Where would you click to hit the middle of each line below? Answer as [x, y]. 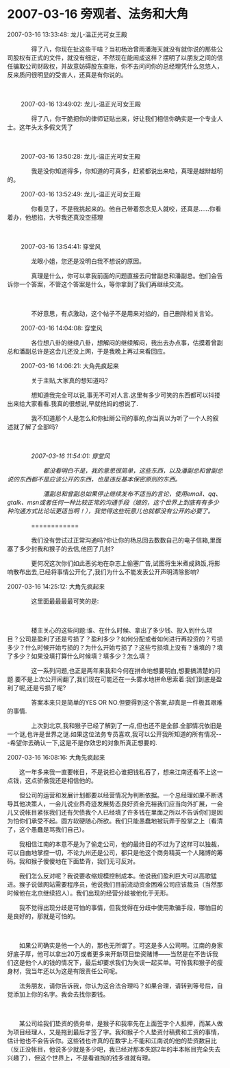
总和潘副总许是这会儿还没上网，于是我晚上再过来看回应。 [88, 351]
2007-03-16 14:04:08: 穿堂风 [61, 328]
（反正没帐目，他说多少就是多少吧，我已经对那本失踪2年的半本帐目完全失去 [114, 1049]
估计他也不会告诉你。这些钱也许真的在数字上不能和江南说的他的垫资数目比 [112, 1041]
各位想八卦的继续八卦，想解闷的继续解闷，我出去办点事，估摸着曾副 [127, 342]
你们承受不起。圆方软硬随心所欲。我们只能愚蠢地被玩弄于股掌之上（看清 [121, 821]
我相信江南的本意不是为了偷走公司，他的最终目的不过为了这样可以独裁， [121, 844]
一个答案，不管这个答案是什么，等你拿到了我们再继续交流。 [103, 284]
